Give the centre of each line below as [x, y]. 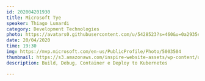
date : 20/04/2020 [28, 40]
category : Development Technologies [53, 29]
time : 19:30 [21, 46]
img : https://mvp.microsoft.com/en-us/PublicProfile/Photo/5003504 [94, 52]
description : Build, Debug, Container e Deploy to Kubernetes [87, 63]
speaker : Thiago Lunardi [38, 23]
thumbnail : [20, 57]
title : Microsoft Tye [34, 18]
